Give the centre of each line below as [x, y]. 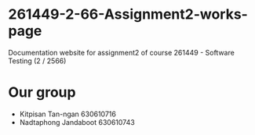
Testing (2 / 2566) [37, 61]
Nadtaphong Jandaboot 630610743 [77, 122]
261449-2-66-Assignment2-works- [128, 14]
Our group [42, 92]
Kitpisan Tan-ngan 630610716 [67, 114]
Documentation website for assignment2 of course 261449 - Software [122, 52]
